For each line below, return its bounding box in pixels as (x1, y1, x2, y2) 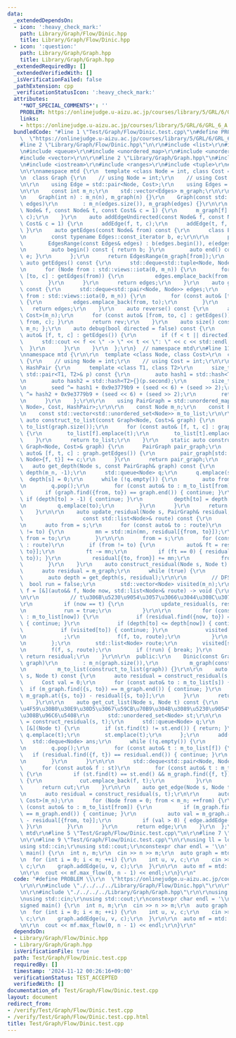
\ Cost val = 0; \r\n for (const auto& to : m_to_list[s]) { (20, 679, 231, 686)
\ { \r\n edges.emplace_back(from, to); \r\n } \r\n (20, 299, 218, 306)
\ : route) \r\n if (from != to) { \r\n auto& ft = (20, 541, 218, 549)
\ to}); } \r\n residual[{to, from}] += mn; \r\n (20, 554, 190, 561)
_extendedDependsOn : (13, 17, 74, 24)
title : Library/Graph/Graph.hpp (20, 56, 114, 63)
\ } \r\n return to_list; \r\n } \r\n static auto (20, 436, 206, 444)
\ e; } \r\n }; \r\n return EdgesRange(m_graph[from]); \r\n (20, 253, 225, 260)
